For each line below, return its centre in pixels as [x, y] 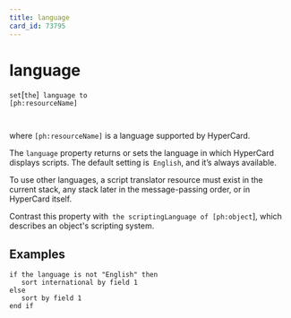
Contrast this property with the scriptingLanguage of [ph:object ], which [145, 217]
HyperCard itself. [41, 199]
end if [21, 306]
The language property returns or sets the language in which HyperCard [142, 153]
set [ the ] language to [48, 95]
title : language [39, 17]
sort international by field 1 [80, 283]
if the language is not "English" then [84, 275]
